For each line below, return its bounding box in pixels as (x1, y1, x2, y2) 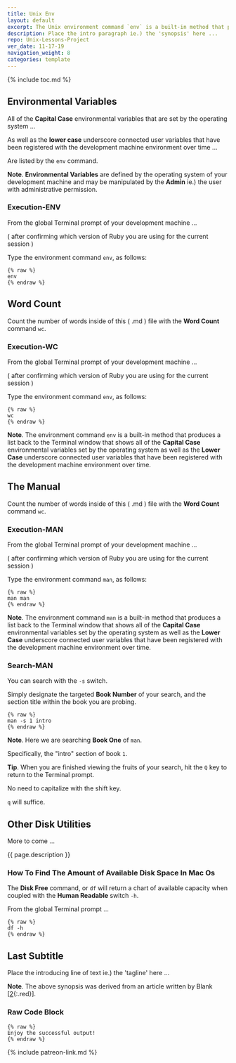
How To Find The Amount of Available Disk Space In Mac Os (7, 868, 216, 878)
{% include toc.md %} (7, 75, 72, 84)
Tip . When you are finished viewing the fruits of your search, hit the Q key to (7, 763, 227, 771)
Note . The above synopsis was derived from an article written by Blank (7, 982, 213, 991)
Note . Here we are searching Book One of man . (7, 736, 143, 745)
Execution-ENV (7, 202, 61, 212)
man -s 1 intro (7, 717, 52, 724)
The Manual (7, 481, 61, 493)
